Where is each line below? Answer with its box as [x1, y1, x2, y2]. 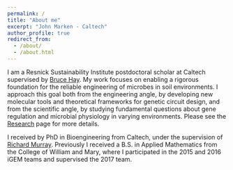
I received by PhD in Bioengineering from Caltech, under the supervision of [7, 133, 223, 141]
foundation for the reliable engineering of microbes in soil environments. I [7, 83, 218, 91]
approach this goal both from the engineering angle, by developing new [7, 90, 213, 98]
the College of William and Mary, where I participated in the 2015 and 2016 [7, 147, 222, 156]
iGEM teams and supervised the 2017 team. [7, 155, 133, 163]
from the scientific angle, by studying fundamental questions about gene [7, 105, 216, 113]
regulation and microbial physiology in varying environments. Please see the [7, 112, 227, 120]
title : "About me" [7, 17, 61, 24]
